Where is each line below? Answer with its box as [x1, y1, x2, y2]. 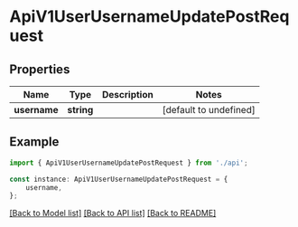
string [67, 104, 94, 116]
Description [102, 89, 154, 100]
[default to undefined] [162, 104, 256, 116]
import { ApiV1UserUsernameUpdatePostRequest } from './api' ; [9, 158, 248, 167]
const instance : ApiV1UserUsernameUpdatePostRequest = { [9, 175, 228, 184]
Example [9, 134, 60, 150]
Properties [9, 61, 70, 77]
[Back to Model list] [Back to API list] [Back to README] [9, 208, 217, 219]
